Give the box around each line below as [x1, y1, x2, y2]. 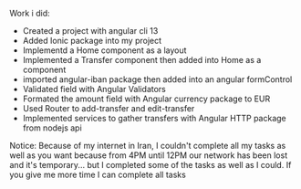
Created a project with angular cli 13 [22, 26, 159, 36]
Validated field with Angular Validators [22, 84, 166, 94]
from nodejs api [22, 122, 82, 133]
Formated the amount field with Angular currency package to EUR [22, 93, 271, 104]
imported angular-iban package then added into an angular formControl [22, 74, 293, 85]
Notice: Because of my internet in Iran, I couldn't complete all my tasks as [9, 141, 286, 151]
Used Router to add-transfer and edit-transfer [22, 103, 195, 113]
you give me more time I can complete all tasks [9, 169, 187, 180]
